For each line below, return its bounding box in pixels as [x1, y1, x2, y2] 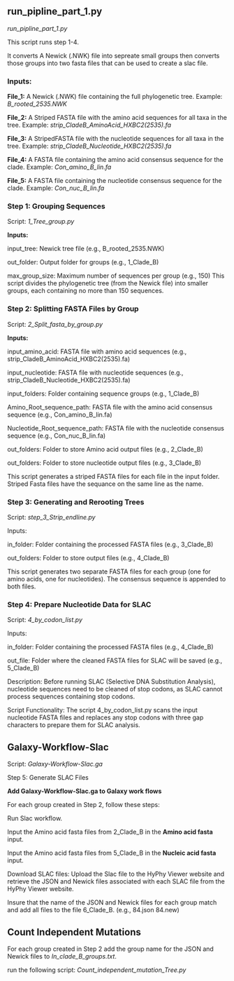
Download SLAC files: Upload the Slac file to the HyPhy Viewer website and [7, 870, 225, 879]
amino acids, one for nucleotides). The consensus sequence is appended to [7, 575, 226, 583]
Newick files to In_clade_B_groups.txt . [7, 952, 117, 960]
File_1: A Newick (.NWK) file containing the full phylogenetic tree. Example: [7, 93, 223, 101]
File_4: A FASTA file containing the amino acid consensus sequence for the [7, 156, 224, 164]
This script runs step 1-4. [7, 38, 79, 46]
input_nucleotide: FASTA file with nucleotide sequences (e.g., [7, 368, 184, 377]
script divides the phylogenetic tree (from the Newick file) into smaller [7, 279, 208, 287]
